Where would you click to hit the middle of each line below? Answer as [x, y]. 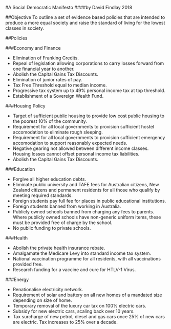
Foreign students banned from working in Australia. [67, 206]
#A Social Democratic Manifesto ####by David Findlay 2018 [69, 7]
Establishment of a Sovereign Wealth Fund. [58, 96]
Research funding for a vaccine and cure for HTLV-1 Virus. [74, 270]
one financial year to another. [44, 69]
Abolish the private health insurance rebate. [59, 248]
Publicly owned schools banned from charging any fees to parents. [83, 212]
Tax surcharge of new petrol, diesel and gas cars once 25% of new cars [89, 316]
